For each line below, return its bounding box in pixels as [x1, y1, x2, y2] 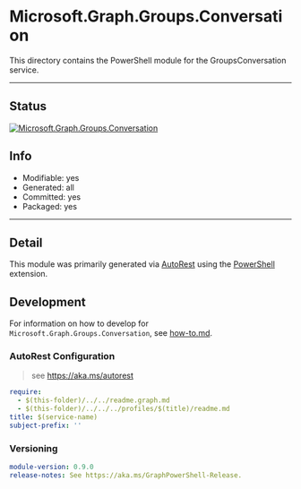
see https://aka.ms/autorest [30, 370, 134, 382]
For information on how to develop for [9, 318, 150, 329]
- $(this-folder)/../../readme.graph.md [17, 396, 170, 405]
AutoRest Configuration [9, 350, 116, 363]
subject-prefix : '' [9, 421, 82, 430]
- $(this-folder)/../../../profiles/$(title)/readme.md [17, 405, 230, 414]
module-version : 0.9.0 [9, 463, 94, 472]
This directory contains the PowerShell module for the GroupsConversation [9, 55, 287, 65]
